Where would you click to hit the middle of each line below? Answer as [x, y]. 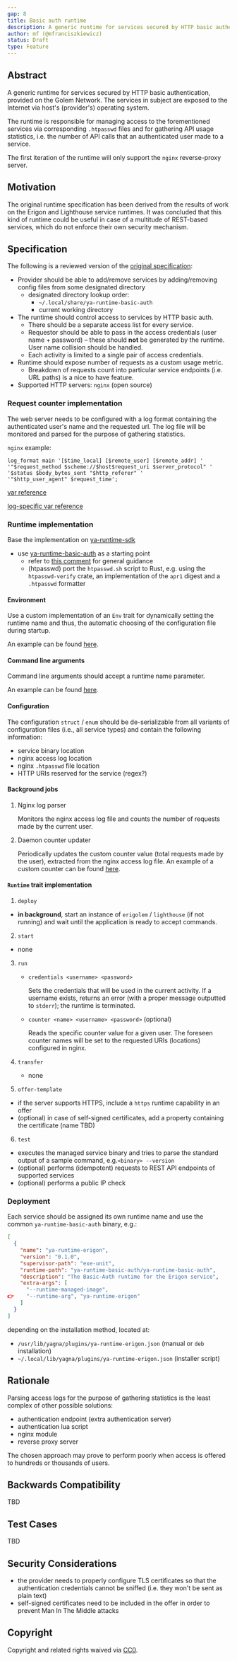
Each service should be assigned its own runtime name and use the [105, 1217]
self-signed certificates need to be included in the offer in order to [114, 1603]
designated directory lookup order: [79, 295]
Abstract [27, 75]
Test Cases [32, 1524]
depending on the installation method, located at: [79, 1329]
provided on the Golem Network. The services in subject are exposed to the [117, 100]
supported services [46, 1176]
